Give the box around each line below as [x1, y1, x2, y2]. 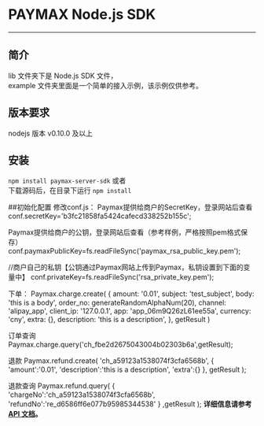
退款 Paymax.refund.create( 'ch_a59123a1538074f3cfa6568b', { [8, 356, 214, 365]
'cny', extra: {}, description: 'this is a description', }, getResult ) [8, 315, 211, 324]
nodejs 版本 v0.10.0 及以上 [8, 128, 93, 138]
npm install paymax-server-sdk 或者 [8, 176, 126, 186]
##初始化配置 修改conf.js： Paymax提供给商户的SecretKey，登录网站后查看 [8, 202, 253, 212]
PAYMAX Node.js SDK [8, 6, 156, 24]
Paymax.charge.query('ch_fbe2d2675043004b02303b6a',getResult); [8, 340, 233, 350]
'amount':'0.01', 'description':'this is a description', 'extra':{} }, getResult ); [8, 365, 247, 375]
